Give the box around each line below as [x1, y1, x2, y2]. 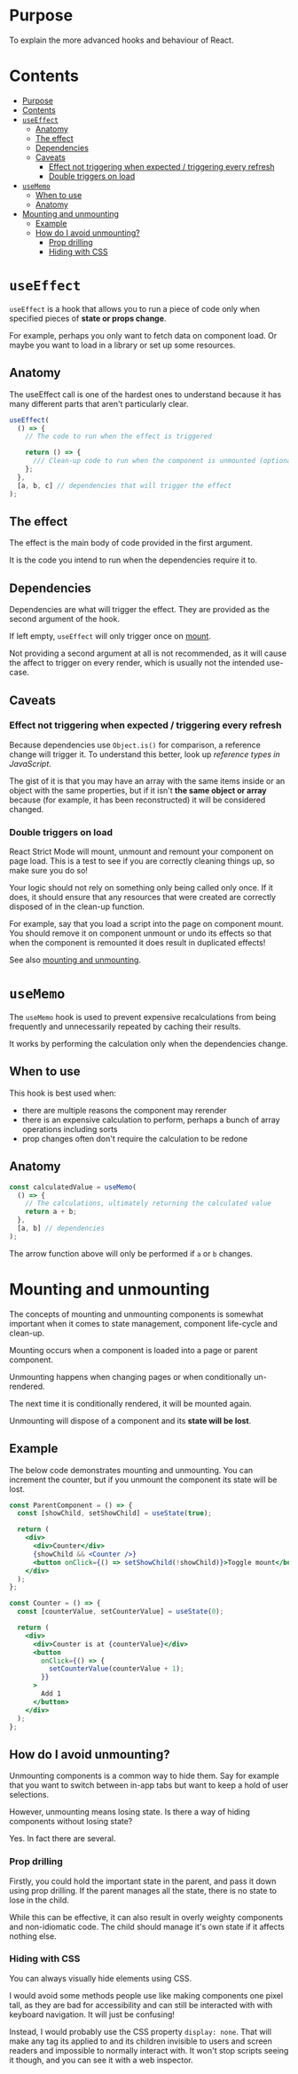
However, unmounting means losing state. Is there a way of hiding [9, 1807, 251, 1817]
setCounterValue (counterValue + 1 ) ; [48, 1664, 184, 1673]
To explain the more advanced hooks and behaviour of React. [9, 35, 234, 45]
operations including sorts [21, 1123, 118, 1134]
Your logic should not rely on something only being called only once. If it [9, 882, 273, 893]
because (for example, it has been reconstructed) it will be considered [9, 794, 266, 805]
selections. [9, 1790, 50, 1800]
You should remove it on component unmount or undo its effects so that [9, 928, 272, 938]
